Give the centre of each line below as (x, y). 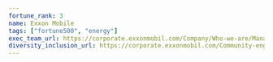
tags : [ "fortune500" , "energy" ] (63, 31)
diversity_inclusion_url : (52, 46)
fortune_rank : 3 (36, 16)
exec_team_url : (34, 38)
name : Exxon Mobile (41, 23)
